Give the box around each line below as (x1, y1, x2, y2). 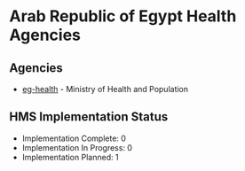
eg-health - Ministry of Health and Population (21, 84, 189, 94)
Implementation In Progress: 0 (21, 142, 133, 152)
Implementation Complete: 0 (21, 133, 127, 144)
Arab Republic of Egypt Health (9, 6, 237, 27)
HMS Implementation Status (9, 109, 169, 125)
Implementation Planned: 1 (21, 152, 119, 162)
